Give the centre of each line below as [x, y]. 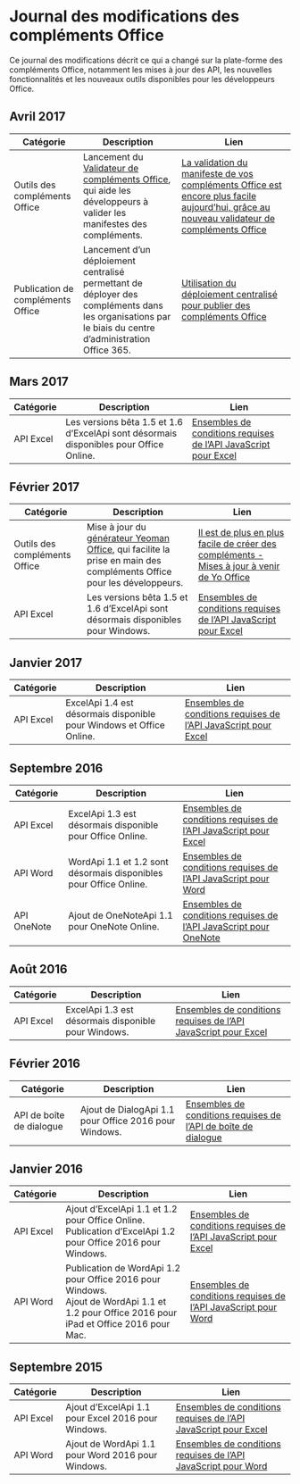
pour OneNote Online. [114, 926]
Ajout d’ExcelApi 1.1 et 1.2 [121, 1209]
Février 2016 [45, 1064]
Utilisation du [209, 283]
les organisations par [127, 316]
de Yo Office [224, 578]
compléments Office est [232, 185]
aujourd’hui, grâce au [226, 207]
